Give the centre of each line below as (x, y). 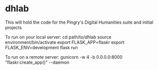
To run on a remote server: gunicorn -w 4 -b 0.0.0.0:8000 (64, 57)
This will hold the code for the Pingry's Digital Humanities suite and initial (79, 22)
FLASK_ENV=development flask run (41, 47)
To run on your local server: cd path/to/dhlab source (58, 37)
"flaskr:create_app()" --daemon (37, 62)
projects (14, 27)
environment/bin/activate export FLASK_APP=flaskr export (65, 42)
